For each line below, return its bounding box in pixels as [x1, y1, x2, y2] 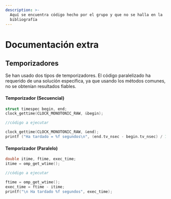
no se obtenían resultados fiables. [5, 83, 76, 90]
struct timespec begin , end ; [5, 106, 67, 111]
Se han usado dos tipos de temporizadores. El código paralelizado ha [5, 72, 151, 79]
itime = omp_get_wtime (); [5, 161, 60, 166]
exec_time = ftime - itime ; [5, 184, 65, 189]
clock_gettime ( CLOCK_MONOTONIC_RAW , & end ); [5, 129, 99, 135]
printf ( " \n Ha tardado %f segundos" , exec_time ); [5, 189, 113, 194]
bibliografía [10, 17, 38, 22]
